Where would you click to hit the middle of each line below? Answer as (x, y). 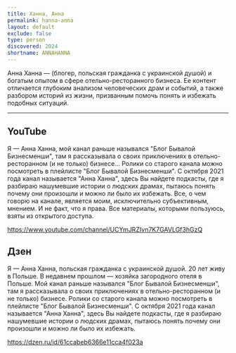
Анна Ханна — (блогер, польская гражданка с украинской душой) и (110, 73)
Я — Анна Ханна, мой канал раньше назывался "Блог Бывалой (101, 148)
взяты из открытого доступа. (51, 216)
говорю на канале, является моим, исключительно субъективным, (108, 200)
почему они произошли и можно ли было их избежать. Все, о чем (107, 193)
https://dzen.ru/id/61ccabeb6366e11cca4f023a (75, 342)
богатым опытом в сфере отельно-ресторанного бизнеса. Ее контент (112, 80)
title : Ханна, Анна (36, 14)
